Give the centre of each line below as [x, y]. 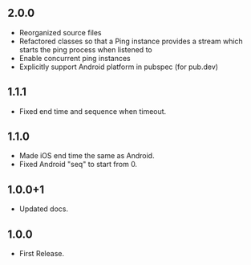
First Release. [42, 254]
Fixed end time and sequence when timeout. [93, 111]
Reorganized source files [60, 32]
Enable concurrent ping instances [75, 58]
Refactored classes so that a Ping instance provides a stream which [131, 41]
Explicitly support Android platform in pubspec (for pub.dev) [118, 67]
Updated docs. [44, 209]
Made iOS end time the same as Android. [87, 156]
